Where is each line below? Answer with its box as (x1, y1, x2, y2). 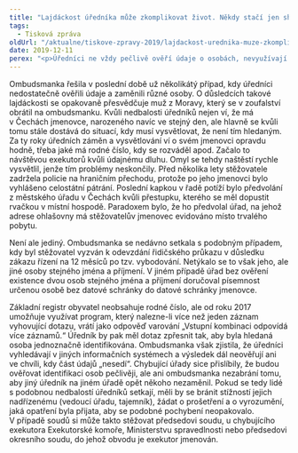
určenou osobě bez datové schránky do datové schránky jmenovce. (9, 285, 257, 295)
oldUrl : (9, 37, 38, 47)
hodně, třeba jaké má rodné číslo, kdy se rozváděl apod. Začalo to (9, 145, 251, 155)
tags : (9, 21, 29, 30)
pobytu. (9, 220, 38, 231)
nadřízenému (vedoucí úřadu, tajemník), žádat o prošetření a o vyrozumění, (9, 396, 285, 407)
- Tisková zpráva (17, 29, 82, 38)
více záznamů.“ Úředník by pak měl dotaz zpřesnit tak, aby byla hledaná (9, 330, 273, 340)
